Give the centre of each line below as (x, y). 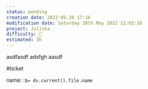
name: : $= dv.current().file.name (49, 80)
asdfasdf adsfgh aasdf (34, 57)
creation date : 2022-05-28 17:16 (49, 17)
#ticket (15, 69)
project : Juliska (28, 29)
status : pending (27, 12)
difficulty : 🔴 (24, 34)
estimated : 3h (24, 40)
